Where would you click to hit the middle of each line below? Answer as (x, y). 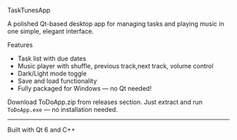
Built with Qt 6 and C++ (41, 130)
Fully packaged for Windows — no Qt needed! (84, 88)
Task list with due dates (52, 58)
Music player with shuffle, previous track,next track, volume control (115, 66)
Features (20, 45)
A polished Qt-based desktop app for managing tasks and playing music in (116, 24)
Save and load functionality (57, 81)
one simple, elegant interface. (50, 31)
